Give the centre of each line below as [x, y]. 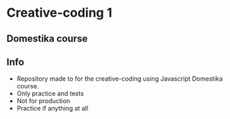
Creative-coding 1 [59, 13]
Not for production [43, 101]
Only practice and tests [50, 94]
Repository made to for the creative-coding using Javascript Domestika [120, 79]
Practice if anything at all [52, 109]
